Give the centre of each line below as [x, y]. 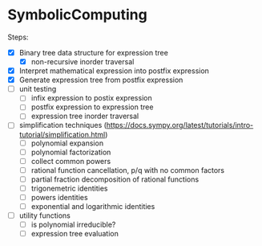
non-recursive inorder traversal [83, 61]
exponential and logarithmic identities [93, 206]
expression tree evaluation [75, 234]
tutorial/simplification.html [62, 134]
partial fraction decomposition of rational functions [115, 179]
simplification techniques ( [63, 125]
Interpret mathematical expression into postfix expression [114, 71]
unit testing [38, 89]
